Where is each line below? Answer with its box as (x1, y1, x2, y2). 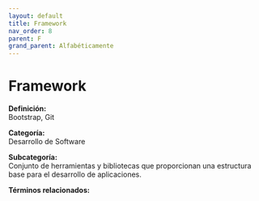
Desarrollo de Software (8, 137, 86, 147)
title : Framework (8, 19, 67, 28)
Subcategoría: (8, 152, 58, 162)
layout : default (8, 11, 63, 20)
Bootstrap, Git (8, 113, 55, 122)
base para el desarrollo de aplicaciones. (8, 169, 142, 179)
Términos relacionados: (8, 186, 91, 195)
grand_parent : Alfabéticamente (8, 42, 114, 50)
